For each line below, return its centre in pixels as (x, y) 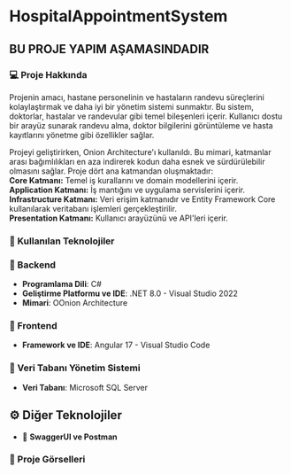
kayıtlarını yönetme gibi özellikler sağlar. (82, 135)
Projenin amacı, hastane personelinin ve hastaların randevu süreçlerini (137, 97)
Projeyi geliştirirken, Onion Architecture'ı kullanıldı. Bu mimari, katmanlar (140, 152)
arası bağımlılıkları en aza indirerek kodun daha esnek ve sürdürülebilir (137, 161)
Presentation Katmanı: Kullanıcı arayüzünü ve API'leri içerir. (119, 218)
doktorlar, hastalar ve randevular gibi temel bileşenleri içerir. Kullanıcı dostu (146, 116)
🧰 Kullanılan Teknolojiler (62, 241)
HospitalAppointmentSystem (119, 16)
